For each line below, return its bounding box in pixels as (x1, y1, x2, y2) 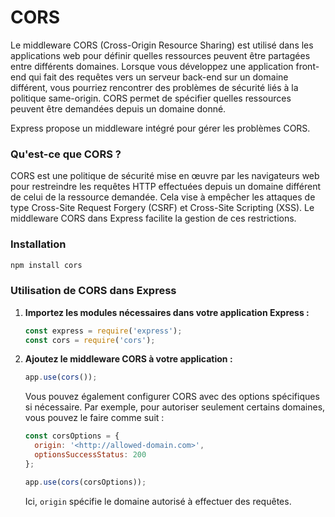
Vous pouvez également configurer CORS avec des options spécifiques (24, 391, 320, 403)
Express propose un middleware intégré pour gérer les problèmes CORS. (10, 122, 311, 134)
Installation (10, 237, 67, 251)
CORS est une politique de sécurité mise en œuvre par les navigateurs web (10, 170, 320, 182)
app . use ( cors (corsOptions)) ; (24, 477, 147, 487)
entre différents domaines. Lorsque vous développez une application (10, 60, 294, 72)
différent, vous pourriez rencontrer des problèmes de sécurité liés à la (10, 81, 299, 93)
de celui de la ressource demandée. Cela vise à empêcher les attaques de (10, 191, 316, 203)
